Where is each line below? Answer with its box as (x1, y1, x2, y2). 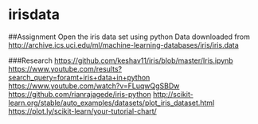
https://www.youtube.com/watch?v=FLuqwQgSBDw (8, 81, 180, 91)
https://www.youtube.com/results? (8, 64, 122, 73)
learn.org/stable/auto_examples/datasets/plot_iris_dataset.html (8, 98, 215, 107)
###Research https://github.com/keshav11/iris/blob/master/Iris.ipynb (8, 56, 233, 65)
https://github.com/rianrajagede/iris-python (8, 89, 151, 99)
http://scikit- (152, 89, 193, 99)
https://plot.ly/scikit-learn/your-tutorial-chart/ (8, 106, 157, 116)
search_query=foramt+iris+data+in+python (8, 72, 150, 82)
